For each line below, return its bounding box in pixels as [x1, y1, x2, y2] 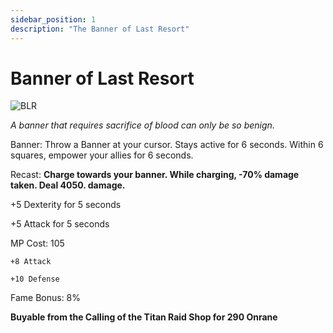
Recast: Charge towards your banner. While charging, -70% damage [10, 169, 300, 181]
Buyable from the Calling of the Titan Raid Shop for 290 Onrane [10, 311, 278, 323]
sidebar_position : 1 [10, 14, 97, 25]
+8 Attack [10, 257, 52, 267]
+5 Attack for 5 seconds [10, 218, 110, 230]
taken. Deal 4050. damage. [10, 179, 126, 191]
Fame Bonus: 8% [10, 292, 82, 304]
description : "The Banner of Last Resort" [10, 24, 190, 34]
